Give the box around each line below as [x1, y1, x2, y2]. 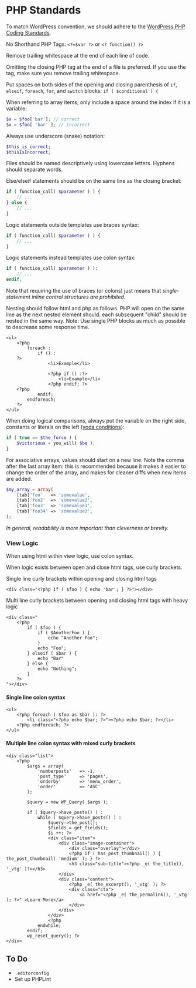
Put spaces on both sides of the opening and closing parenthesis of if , [6, 81, 177, 88]
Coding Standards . [6, 29, 51, 36]
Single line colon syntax [6, 694, 66, 701]
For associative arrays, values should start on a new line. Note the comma [6, 456, 184, 463]
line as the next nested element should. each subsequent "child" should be [6, 311, 187, 318]
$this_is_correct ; [6, 143, 51, 150]
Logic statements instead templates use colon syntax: [6, 254, 136, 262]
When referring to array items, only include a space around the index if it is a [6, 98, 191, 106]
